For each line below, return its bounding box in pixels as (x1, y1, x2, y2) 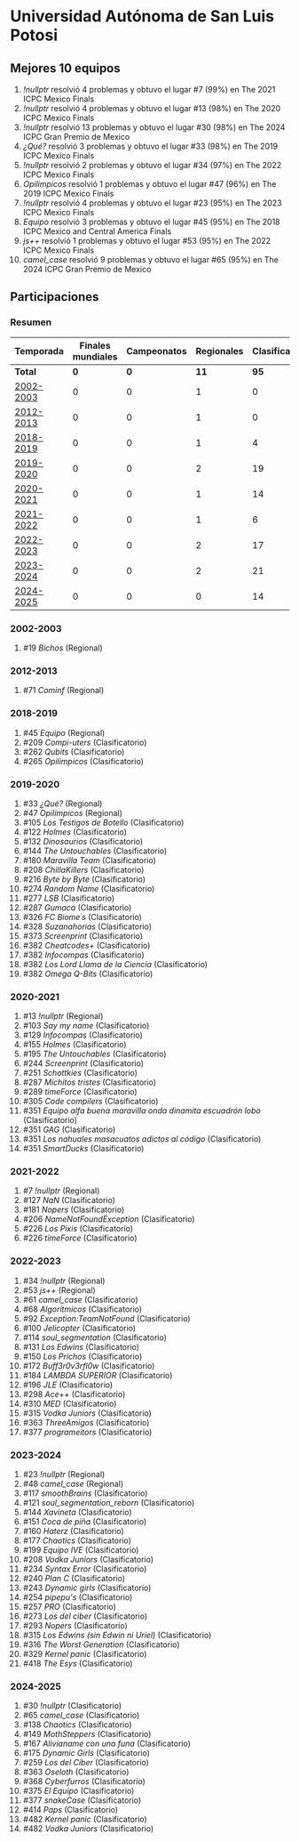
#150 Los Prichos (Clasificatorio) (22, 1351, 143, 1361)
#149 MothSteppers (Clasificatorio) (22, 1729, 152, 1740)
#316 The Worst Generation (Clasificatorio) (22, 1639, 180, 1650)
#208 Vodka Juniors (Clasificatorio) (22, 1555, 154, 1565)
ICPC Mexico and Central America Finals (22, 226, 172, 237)
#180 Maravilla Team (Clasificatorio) (22, 854, 156, 865)
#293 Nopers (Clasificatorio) (22, 1620, 128, 1631)
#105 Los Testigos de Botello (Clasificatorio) (22, 817, 185, 828)
